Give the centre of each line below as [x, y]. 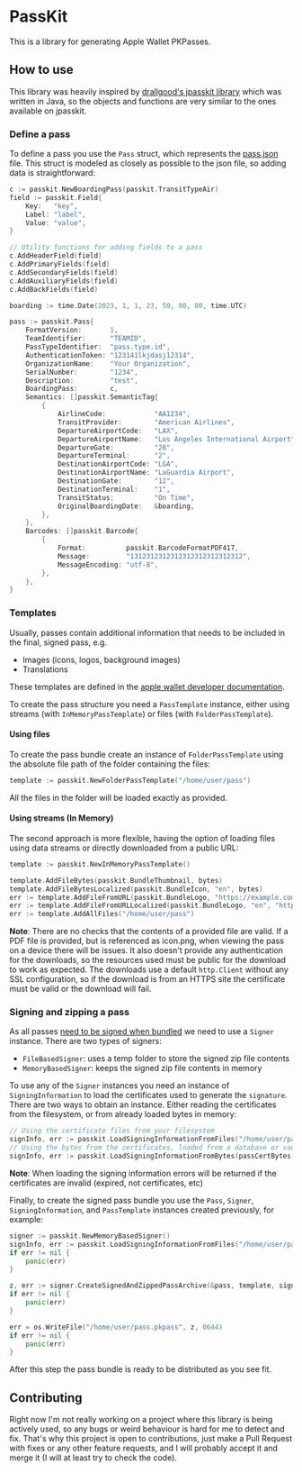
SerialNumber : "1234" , [82, 372]
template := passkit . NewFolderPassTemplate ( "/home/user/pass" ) [130, 780]
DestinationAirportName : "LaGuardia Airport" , [146, 473]
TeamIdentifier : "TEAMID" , [86, 339]
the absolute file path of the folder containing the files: [110, 764]
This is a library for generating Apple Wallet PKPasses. [110, 41]
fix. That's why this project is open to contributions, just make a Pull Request [151, 1439]
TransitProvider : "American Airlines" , [146, 422]
